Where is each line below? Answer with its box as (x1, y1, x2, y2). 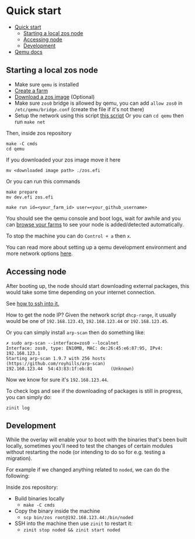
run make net (14, 118, 46, 125)
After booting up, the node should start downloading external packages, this (6, 282, 190, 289)
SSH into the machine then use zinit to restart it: (14, 520, 133, 527)
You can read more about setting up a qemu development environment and (6, 243, 187, 250)
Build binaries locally (14, 495, 65, 502)
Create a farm (14, 87, 48, 94)
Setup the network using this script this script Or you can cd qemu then (14, 112, 184, 119)
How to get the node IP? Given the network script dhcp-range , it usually (6, 311, 177, 318)
